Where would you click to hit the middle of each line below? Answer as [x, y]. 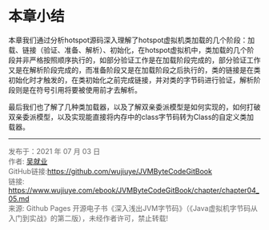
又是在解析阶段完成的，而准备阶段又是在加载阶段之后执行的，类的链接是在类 [134, 69]
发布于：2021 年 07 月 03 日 [54, 151]
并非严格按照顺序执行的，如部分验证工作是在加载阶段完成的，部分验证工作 [138, 60]
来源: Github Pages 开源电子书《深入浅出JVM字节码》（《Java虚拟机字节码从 [133, 208]
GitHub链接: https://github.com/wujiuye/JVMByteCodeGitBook [110, 171]
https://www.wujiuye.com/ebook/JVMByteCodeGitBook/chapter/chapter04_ [134, 190]
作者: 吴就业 [28, 161]
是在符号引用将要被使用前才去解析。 [82, 89]
